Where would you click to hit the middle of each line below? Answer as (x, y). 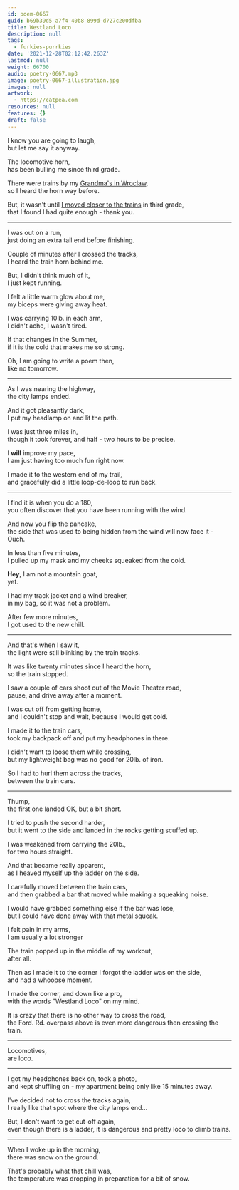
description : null (34, 34)
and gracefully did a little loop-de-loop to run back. (83, 482)
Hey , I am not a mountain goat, (53, 574)
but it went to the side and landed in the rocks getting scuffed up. (103, 830)
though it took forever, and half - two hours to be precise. (91, 439)
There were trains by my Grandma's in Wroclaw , (78, 183)
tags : (15, 41)
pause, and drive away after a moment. (65, 695)
